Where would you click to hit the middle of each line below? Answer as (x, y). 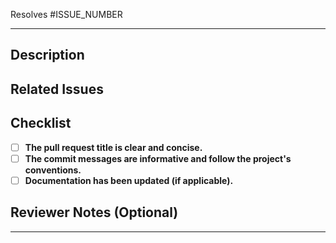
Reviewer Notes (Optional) (94, 212)
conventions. (53, 170)
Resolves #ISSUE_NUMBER (66, 14)
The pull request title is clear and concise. (113, 147)
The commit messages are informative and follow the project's (158, 158)
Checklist (41, 123)
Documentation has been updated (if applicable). (129, 180)
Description (47, 55)
